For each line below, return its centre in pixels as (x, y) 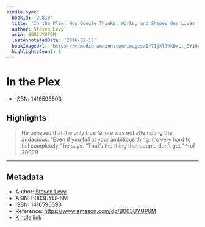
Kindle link (28, 218)
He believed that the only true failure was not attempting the (97, 132)
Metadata (25, 177)
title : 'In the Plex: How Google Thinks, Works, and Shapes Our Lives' (105, 23)
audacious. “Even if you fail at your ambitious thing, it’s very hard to (106, 139)
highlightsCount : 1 (37, 52)
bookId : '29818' (32, 18)
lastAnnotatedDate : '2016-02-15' (54, 40)
